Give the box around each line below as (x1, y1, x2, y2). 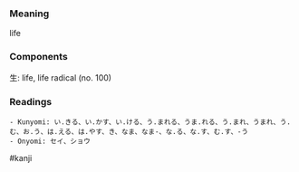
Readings (9, 95, 53, 108)
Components (9, 51, 68, 63)
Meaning (9, 7, 50, 20)
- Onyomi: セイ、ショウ (9, 137, 91, 146)
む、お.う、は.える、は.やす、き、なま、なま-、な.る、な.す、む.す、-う (9, 127, 249, 136)
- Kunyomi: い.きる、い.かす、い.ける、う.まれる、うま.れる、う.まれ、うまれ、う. (9, 117, 292, 127)
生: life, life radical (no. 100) (9, 72, 111, 83)
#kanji (9, 152, 33, 163)
